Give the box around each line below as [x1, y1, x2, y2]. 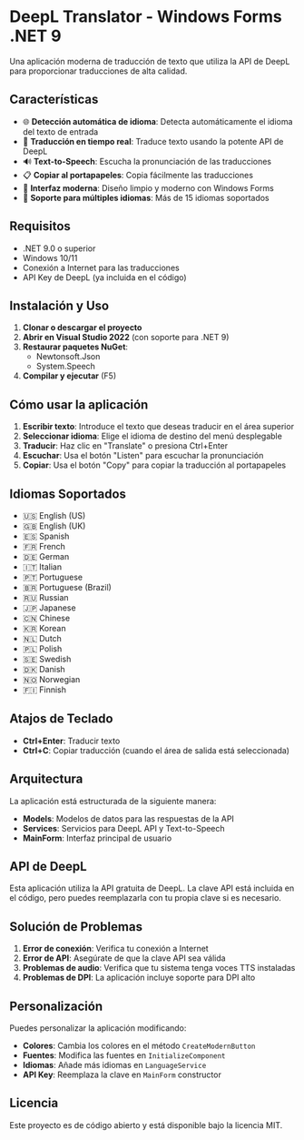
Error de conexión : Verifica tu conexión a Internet [22, 943, 209, 954]
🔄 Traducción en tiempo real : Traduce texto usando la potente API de [22, 136, 284, 146]
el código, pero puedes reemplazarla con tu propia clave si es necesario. [9, 893, 281, 903]
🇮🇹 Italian [22, 561, 62, 572]
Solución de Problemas [9, 919, 143, 934]
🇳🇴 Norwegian [22, 674, 81, 684]
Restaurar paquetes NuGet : [22, 341, 129, 352]
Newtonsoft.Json [35, 351, 101, 362]
